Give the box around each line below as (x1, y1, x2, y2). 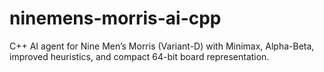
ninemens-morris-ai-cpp (9, 7, 222, 30)
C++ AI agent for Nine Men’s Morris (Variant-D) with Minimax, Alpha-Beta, (9, 40, 315, 52)
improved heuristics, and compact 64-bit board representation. (9, 50, 270, 62)
